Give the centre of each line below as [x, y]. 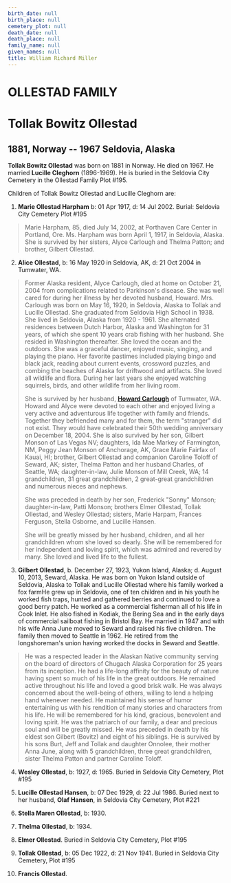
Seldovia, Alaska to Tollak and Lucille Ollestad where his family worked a [121, 584]
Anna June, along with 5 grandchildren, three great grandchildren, [118, 751]
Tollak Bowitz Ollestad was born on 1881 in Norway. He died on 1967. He [111, 165]
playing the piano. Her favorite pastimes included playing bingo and [120, 356]
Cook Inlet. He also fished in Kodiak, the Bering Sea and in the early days [121, 614]
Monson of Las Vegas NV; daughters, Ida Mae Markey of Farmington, [123, 442]
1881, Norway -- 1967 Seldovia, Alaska [91, 149]
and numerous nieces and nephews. [76, 486]
